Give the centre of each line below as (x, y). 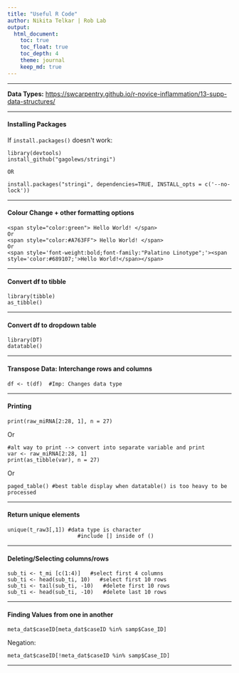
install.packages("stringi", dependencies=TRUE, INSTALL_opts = (105, 184)
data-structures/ (31, 101)
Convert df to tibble (37, 281)
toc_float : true (44, 47)
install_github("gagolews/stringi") (62, 159)
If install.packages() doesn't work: (60, 140)
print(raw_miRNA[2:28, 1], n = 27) (60, 421)
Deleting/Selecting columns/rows (58, 558)
